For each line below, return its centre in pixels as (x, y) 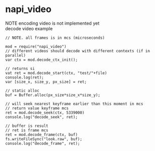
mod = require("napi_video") (36, 46)
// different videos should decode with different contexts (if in (78, 51)
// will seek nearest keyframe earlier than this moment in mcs (74, 104)
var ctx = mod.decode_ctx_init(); (42, 60)
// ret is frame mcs (27, 130)
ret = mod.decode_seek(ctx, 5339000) (45, 112)
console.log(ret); (24, 77)
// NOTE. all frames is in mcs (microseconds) (55, 38)
